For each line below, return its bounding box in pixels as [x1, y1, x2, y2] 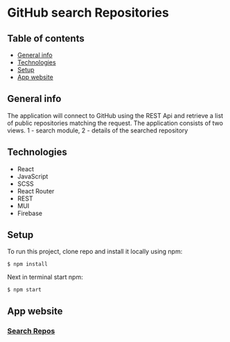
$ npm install [7, 261, 48, 268]
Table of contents [7, 33, 85, 44]
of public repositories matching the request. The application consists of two [7, 119, 224, 127]
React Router [17, 187, 55, 195]
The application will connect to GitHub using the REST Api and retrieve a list [7, 111, 224, 119]
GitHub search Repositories [7, 5, 170, 21]
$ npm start [7, 287, 42, 293]
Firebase [17, 209, 43, 217]
